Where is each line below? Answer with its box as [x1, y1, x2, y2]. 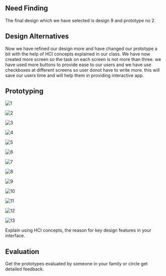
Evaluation [5, 247, 39, 256]
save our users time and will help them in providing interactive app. [5, 72, 144, 78]
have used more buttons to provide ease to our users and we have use [5, 62, 152, 68]
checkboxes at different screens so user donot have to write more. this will [5, 67, 160, 73]
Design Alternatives [5, 32, 69, 41]
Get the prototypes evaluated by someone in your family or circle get [5, 261, 148, 267]
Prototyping [5, 87, 44, 95]
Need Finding [5, 4, 48, 13]
